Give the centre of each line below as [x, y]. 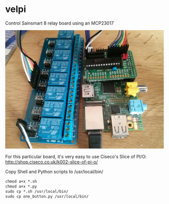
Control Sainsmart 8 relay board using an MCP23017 [60, 23]
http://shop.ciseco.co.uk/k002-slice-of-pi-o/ [52, 162]
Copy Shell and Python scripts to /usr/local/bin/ [54, 171]
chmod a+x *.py [21, 186]
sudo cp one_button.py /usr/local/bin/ [47, 196]
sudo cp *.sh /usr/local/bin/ [37, 191]
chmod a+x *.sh [21, 181]
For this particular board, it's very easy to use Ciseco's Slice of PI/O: [76, 156]
